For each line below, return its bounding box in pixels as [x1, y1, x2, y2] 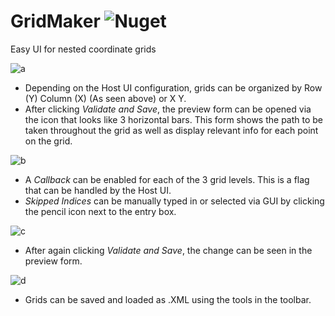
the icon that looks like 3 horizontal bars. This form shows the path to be [24, 113, 324, 125]
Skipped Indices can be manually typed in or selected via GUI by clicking [24, 195, 325, 207]
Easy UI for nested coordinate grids [10, 43, 157, 55]
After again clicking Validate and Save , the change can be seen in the [24, 244, 313, 256]
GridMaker [10, 10, 101, 33]
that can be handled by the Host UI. [24, 184, 172, 196]
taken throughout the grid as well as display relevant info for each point [24, 124, 319, 136]
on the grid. [24, 135, 73, 147]
